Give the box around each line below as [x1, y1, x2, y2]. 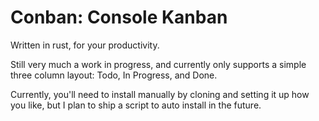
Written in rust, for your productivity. [10, 39, 160, 51]
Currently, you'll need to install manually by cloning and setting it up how [10, 88, 310, 100]
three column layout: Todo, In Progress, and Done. [10, 69, 218, 81]
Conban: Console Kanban [10, 6, 228, 29]
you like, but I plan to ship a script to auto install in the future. [10, 99, 262, 111]
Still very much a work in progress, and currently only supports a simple [10, 58, 307, 70]
